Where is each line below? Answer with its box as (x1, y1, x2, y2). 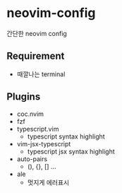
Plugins (6, 90, 41, 103)
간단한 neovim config (6, 29, 68, 37)
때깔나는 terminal (16, 69, 66, 78)
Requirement (6, 50, 65, 62)
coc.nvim (16, 110, 44, 118)
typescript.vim (16, 124, 59, 133)
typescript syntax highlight (27, 132, 105, 141)
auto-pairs (16, 154, 47, 163)
